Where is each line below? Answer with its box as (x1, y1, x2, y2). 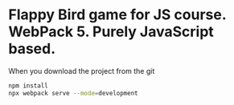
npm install (8, 82, 48, 90)
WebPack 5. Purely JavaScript (8, 22, 215, 41)
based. (8, 40, 56, 58)
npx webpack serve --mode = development (8, 89, 138, 97)
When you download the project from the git (8, 66, 155, 75)
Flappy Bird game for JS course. (8, 6, 227, 24)
